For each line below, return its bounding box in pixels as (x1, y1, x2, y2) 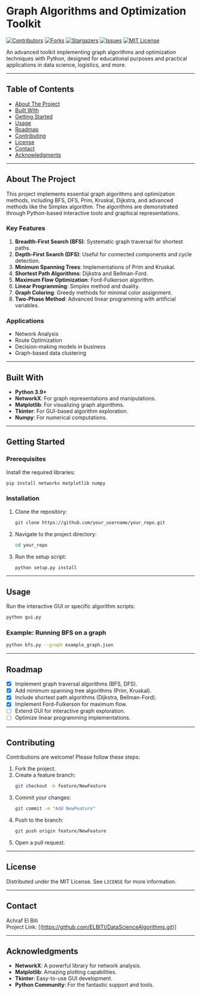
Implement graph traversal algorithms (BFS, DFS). (14, 680, 138, 688)
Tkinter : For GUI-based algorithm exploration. (14, 407, 129, 415)
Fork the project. (14, 765, 56, 773)
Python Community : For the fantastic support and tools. (14, 981, 154, 989)
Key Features (6, 224, 46, 232)
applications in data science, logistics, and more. (6, 61, 127, 68)
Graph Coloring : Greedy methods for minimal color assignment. (14, 289, 172, 296)
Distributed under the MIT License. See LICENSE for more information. (6, 878, 176, 885)
